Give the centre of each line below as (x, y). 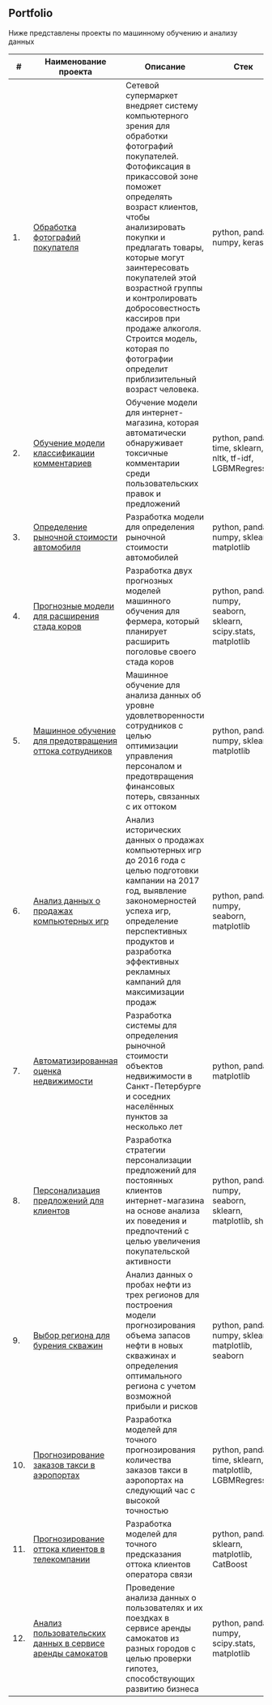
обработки (147, 135)
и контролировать (161, 297)
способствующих (160, 1678)
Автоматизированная (76, 1061)
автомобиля (57, 547)
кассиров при (153, 318)
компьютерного (157, 115)
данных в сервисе (69, 1643)
